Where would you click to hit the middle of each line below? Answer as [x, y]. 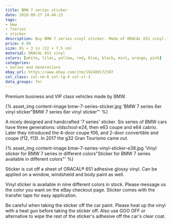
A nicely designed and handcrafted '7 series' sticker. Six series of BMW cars [86, 122]
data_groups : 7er [24, 82]
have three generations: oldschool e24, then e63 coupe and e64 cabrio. [81, 127]
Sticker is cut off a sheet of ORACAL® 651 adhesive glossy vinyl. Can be [81, 169]
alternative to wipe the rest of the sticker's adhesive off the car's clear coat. [85, 216]
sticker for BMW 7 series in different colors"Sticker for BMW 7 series [78, 153]
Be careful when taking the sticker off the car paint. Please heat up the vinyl [85, 205]
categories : [18, 63]
